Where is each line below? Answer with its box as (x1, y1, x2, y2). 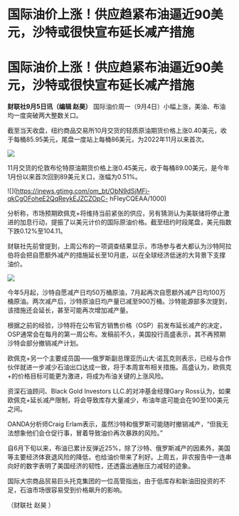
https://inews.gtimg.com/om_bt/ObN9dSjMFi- (16, 186, 151, 196)
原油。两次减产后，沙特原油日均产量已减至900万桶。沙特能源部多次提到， (13, 297, 231, 306)
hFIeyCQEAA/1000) (110, 194, 167, 203)
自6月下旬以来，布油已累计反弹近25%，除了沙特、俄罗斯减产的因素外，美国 (7, 444, 231, 453)
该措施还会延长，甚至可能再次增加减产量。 (7, 306, 132, 315)
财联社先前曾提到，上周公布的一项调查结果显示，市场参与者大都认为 (7, 242, 207, 251)
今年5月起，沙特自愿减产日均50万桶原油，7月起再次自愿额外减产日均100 (7, 288, 220, 297)
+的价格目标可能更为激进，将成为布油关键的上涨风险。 (7, 372, 168, 381)
